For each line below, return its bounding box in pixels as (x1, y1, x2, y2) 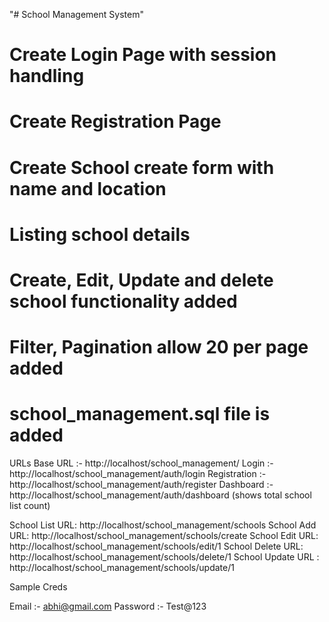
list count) (9, 500, 51, 512)
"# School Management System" (9, 9, 144, 20)
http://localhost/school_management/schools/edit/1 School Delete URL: (9, 540, 304, 553)
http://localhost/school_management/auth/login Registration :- (9, 468, 267, 480)
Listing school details (9, 223, 191, 246)
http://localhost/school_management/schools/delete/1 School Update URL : (9, 551, 320, 563)
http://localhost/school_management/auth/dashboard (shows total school (9, 489, 312, 501)
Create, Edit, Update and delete (9, 269, 274, 291)
